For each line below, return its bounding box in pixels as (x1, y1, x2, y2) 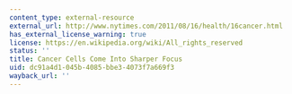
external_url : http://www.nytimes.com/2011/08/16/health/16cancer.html (9, 21, 283, 30)
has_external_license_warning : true (9, 30, 146, 38)
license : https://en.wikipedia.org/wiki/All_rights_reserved (9, 38, 243, 47)
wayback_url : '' (9, 72, 70, 81)
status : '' (9, 47, 50, 56)
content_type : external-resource (9, 13, 135, 22)
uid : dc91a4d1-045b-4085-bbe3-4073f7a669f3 (9, 64, 175, 73)
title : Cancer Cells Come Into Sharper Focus (9, 55, 182, 64)
